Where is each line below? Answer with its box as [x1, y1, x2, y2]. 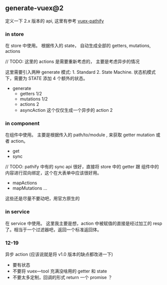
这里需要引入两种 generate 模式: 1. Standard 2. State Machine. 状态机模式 [5, 69, 156, 75]
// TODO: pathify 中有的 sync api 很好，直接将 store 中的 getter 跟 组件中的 [5, 164, 159, 170]
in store [5, 30, 24, 37]
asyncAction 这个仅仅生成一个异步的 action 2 [19, 107, 113, 113]
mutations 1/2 [19, 96, 48, 102]
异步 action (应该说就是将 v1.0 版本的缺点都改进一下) [5, 252, 113, 257]
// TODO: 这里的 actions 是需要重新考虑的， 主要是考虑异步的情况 [5, 58, 140, 64]
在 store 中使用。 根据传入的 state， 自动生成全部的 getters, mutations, [5, 42, 151, 49]
